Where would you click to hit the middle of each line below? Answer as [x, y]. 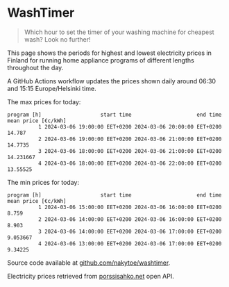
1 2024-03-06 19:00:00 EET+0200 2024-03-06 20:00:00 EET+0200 [130, 126]
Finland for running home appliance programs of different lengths [101, 60]
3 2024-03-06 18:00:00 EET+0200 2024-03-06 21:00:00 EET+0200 [130, 151]
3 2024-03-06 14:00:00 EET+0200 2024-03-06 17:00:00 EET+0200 [130, 231]
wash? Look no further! [58, 39]
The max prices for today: [44, 101]
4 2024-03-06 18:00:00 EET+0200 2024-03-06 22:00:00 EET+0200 [130, 163]
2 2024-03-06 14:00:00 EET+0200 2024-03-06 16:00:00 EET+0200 [130, 219]
